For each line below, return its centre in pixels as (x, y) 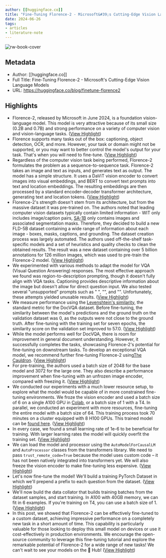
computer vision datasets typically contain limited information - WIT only (86, 213)
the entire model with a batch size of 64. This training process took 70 (83, 413)
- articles (16, 28)
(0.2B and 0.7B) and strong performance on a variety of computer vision (86, 128)
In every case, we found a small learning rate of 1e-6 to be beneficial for (85, 429)
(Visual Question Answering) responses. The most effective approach (83, 270)
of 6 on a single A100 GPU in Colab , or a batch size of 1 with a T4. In (81, 402)
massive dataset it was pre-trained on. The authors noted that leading (83, 207)
